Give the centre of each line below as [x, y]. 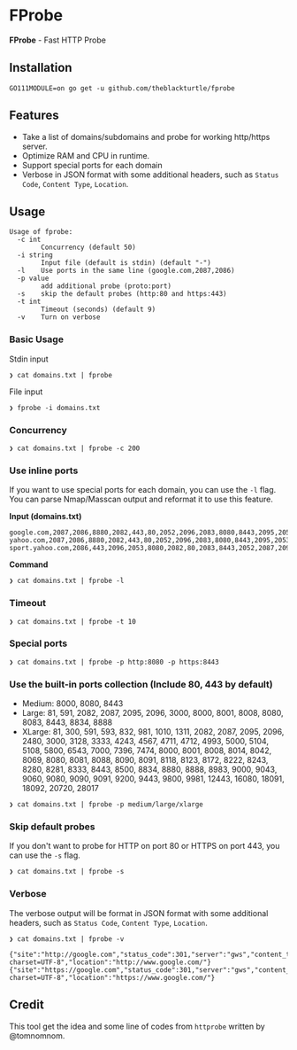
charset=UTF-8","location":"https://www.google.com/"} [112, 977]
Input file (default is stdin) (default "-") [126, 263]
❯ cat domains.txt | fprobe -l [67, 581]
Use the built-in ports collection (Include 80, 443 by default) [141, 684]
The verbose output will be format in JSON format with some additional [139, 913]
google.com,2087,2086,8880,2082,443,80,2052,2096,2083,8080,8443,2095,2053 [152, 533]
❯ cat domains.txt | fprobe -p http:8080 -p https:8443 [114, 662]
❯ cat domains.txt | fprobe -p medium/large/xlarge [106, 805]
